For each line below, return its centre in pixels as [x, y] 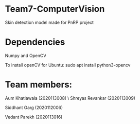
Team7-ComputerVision [55, 9]
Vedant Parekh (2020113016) [34, 117]
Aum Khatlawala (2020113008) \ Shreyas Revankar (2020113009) [70, 98]
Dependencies [35, 42]
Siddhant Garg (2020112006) [34, 107]
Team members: [39, 85]
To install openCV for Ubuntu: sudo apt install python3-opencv [68, 65]
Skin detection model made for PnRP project [49, 22]
